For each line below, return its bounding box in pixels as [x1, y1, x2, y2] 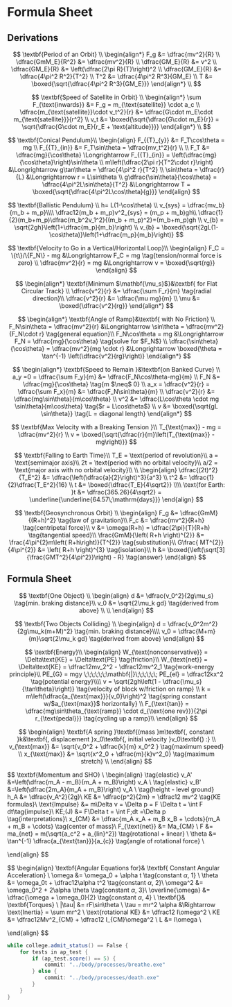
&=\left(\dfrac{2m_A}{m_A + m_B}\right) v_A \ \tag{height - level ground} [7, 785, 215, 793]
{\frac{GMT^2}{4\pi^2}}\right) [26, 553, 112, 561]
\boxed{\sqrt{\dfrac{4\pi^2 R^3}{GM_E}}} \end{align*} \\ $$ [31, 80, 202, 87]
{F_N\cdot [9, 330, 38, 338]
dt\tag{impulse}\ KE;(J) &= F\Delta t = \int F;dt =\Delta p [7, 807, 166, 816]
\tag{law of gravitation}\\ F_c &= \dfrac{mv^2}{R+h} [57, 516, 205, 524]
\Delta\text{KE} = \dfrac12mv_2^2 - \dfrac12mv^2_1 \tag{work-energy [18, 662, 215, 671]
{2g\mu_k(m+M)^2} [17, 627, 73, 635]
